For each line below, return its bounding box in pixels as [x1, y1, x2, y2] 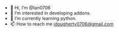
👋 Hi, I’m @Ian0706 [10, 5, 51, 10]
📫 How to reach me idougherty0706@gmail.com [10, 21, 114, 27]
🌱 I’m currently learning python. [10, 15, 77, 21]
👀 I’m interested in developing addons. [10, 10, 91, 16]
